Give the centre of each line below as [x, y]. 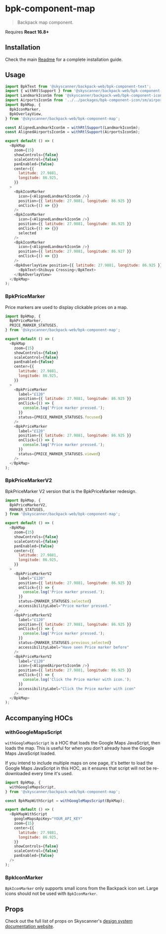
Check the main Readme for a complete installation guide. [64, 59]
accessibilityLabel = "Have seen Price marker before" [74, 647]
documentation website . [30, 926]
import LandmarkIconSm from [34, 96]
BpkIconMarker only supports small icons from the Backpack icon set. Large [82, 888]
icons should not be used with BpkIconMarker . [51, 893]
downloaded [18, 773]
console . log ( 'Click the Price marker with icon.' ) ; [77, 680]
